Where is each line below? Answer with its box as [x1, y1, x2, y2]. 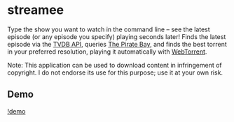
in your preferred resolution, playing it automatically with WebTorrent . [7, 47, 207, 56]
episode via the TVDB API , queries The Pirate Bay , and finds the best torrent [7, 40, 227, 48]
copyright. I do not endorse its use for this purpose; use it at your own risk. [7, 68, 223, 77]
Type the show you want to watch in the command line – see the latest [7, 25, 210, 33]
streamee [7, 2, 64, 18]
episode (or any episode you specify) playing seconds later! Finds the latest [7, 32, 226, 40]
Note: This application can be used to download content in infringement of [7, 61, 222, 69]
